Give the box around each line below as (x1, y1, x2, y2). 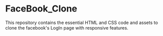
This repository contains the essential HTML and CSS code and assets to (5, 19, 158, 25)
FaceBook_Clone (5, 3, 78, 14)
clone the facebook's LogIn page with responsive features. (5, 24, 128, 30)
